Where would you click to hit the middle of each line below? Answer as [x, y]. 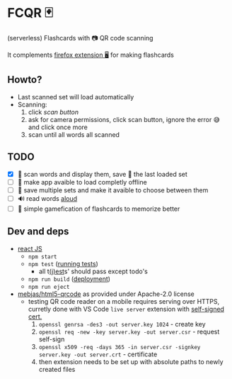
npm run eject [49, 287]
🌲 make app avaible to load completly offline [82, 182]
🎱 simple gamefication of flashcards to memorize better [99, 209]
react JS [30, 248]
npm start [43, 257]
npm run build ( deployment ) [69, 279]
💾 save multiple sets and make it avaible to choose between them [113, 190]
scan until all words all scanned [74, 134]
